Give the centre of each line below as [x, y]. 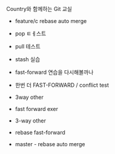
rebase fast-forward [40, 132]
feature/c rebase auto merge [51, 21]
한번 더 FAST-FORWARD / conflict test [62, 85]
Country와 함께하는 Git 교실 [39, 9]
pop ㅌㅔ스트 [31, 33]
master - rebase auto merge [50, 144]
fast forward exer [37, 109]
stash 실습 [28, 59]
